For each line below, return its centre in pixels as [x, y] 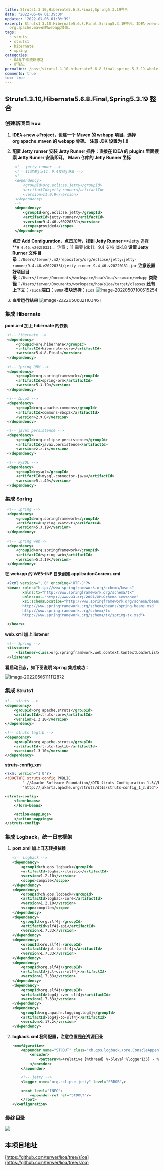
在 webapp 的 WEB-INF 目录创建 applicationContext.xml [63, 574]
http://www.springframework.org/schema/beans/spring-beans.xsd [88, 606]
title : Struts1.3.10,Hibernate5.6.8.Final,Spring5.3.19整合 [67, 10]
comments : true [20, 74]
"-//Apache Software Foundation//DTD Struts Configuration [84, 783]
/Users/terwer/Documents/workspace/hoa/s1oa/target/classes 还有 [88, 284]
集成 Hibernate [23, 314]
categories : [17, 55]
